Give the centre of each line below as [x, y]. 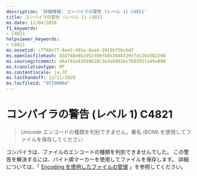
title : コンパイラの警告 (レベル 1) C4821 [54, 17]
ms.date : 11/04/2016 [32, 23]
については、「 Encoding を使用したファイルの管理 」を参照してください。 [96, 167]
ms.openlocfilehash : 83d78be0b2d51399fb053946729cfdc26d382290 [86, 56]
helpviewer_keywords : [33, 39]
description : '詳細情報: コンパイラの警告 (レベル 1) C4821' [77, 12]
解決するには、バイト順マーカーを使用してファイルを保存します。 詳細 [103, 159]
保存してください [62, 139]
